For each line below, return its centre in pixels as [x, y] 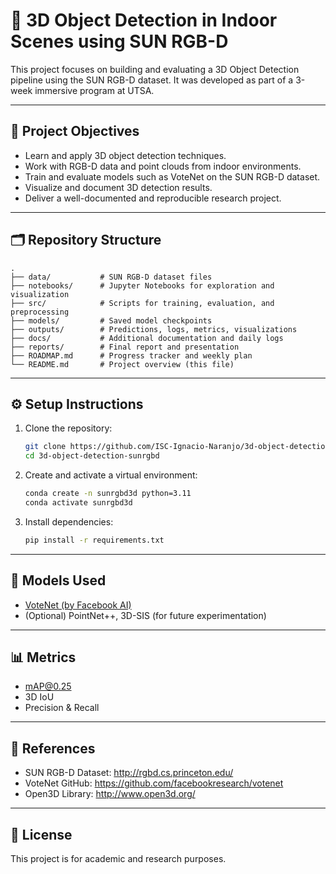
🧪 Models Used [58, 580]
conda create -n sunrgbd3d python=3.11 [108, 494]
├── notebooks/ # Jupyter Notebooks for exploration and [142, 285]
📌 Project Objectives [75, 131]
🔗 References [53, 748]
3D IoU [39, 697]
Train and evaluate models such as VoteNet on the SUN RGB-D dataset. [172, 176]
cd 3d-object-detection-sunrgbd [92, 456]
